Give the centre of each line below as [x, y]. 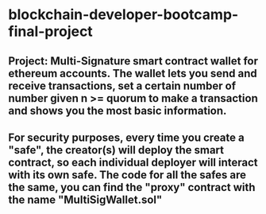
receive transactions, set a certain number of [122, 86]
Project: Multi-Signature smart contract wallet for [133, 61]
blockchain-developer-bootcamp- [123, 15]
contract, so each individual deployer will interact [133, 162]
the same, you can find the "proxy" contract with [132, 187]
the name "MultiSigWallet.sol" [85, 199]
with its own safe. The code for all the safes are [127, 175]
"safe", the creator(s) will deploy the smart [116, 150]
